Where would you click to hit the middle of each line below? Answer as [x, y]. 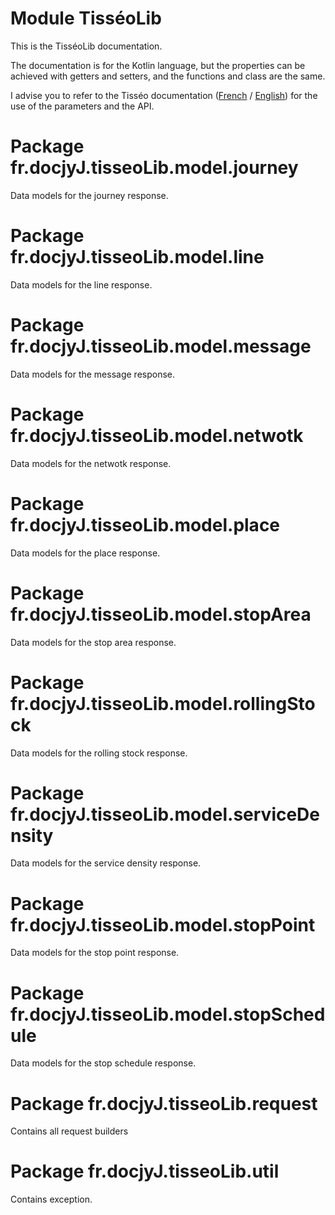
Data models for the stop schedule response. [103, 1063]
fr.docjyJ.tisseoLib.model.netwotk [157, 435]
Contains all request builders [69, 1131]
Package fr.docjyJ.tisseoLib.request [164, 1103]
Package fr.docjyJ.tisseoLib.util [145, 1171]
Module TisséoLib [86, 18]
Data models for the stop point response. [95, 953]
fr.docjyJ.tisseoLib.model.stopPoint [163, 924]
